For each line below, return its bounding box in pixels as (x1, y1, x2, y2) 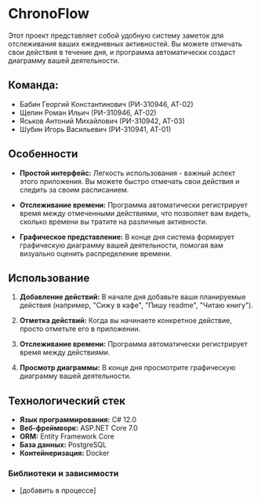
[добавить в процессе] (19, 486, 96, 495)
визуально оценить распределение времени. (19, 248, 172, 258)
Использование (8, 271, 90, 285)
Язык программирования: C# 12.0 (19, 415, 137, 424)
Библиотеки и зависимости (8, 468, 119, 479)
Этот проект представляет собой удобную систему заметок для (8, 31, 224, 40)
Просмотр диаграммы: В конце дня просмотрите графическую (19, 363, 236, 373)
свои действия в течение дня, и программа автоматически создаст (8, 47, 236, 57)
